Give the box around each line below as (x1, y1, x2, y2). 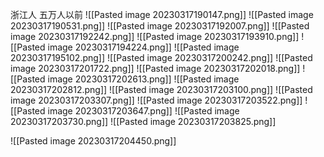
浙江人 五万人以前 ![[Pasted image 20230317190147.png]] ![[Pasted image (10, 9, 314, 20)
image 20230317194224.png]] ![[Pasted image (47, 41, 240, 53)
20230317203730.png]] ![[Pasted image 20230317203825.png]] (10, 116, 277, 127)
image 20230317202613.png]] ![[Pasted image (47, 73, 240, 85)
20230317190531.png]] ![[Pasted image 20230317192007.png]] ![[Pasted (10, 20, 310, 32)
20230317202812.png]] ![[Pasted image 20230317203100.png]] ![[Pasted (10, 84, 313, 95)
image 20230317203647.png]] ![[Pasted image (47, 105, 240, 117)
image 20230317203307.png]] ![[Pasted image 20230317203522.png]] (10, 94, 303, 106)
